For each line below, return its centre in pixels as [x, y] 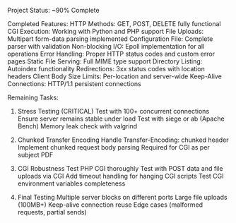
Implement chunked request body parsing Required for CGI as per [113, 147]
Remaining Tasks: [33, 97]
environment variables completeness [71, 183]
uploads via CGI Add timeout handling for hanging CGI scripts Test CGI [120, 176]
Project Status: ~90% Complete [54, 10]
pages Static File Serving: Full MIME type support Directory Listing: [105, 61]
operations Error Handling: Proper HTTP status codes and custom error [111, 54]
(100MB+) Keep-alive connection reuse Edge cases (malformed [110, 205]
